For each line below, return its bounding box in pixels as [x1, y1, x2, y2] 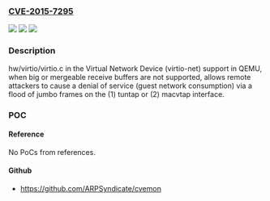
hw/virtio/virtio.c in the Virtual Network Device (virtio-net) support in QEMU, [8, 63, 262, 73]
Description [8, 45, 56, 57]
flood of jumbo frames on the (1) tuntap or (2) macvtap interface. [8, 89, 225, 98]
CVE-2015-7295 [8, 6, 74, 17]
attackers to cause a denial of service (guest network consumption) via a [8, 81, 253, 90]
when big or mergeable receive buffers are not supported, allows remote [8, 72, 251, 82]
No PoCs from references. [8, 147, 96, 157]
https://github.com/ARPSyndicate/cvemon [19, 183, 162, 193]
